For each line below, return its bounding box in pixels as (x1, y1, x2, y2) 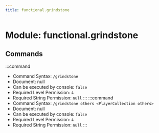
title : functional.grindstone (5, 7, 70, 13)
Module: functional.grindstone (5, 29, 139, 41)
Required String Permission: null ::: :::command (12, 95, 113, 101)
